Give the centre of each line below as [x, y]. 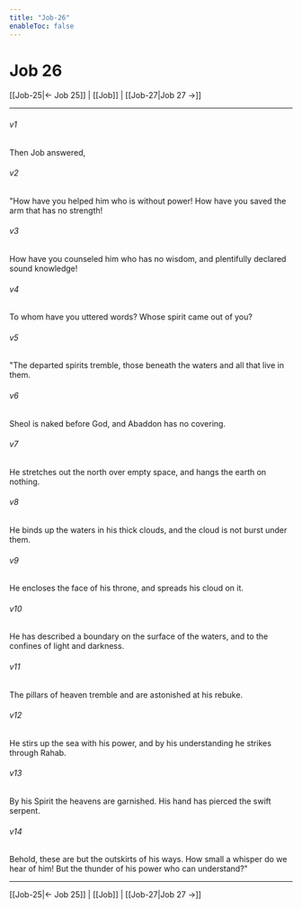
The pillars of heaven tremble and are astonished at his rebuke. [126, 695]
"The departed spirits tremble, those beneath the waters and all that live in [147, 365]
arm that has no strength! [56, 210]
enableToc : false [42, 26]
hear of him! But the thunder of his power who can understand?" [129, 868]
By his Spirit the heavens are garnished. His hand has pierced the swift [140, 801]
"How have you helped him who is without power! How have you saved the [148, 201]
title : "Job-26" [40, 18]
